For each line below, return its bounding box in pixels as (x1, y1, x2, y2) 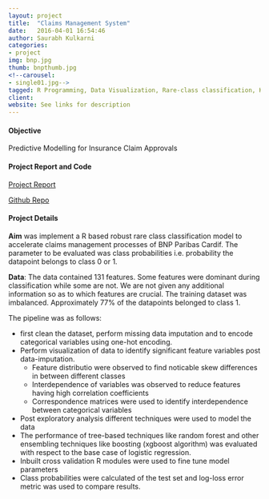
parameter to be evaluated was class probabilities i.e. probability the (8, 248, 234, 257)
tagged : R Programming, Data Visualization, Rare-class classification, (8, 86, 256, 94)
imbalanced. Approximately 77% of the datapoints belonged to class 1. (8, 297, 241, 307)
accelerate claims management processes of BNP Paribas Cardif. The (8, 239, 239, 249)
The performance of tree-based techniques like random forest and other (19, 430, 259, 440)
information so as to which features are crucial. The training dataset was (8, 289, 247, 298)
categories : (8, 42, 48, 50)
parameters (19, 465, 58, 474)
